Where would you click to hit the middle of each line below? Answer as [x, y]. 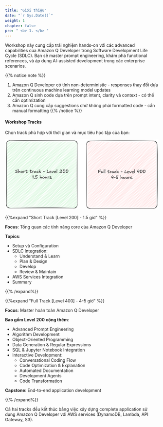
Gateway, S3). [19, 419]
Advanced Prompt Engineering [43, 329]
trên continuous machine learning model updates [61, 90]
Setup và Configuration [36, 245]
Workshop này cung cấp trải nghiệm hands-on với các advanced [70, 45]
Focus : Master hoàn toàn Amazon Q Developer [52, 310]
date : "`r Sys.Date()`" [29, 15]
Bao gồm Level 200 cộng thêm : [37, 319]
